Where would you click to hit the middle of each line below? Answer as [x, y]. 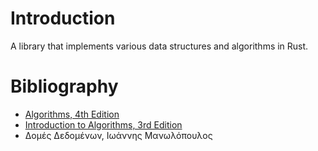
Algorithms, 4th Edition [72, 114]
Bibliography [64, 86]
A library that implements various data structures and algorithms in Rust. [159, 46]
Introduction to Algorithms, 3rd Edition [103, 124]
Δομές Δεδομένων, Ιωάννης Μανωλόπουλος [118, 135]
